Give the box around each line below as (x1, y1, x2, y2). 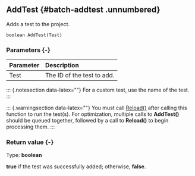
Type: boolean (6, 152, 42, 159)
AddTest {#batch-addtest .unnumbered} (6, 5, 161, 15)
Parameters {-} (6, 46, 51, 54)
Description (45, 61, 79, 70)
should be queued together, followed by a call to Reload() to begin (6, 117, 169, 124)
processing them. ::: (6, 123, 55, 130)
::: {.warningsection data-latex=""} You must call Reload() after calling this (6, 104, 187, 112)
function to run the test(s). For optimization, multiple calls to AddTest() (6, 111, 180, 118)
